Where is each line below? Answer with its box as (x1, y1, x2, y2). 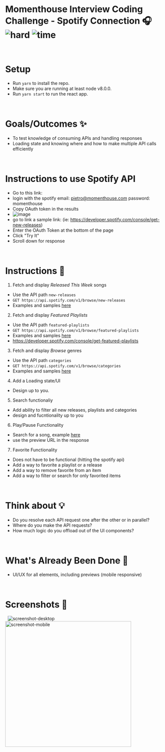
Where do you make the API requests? (12, 522, 92, 528)
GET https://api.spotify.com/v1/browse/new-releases (12, 298, 126, 303)
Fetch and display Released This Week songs (12, 281, 107, 288)
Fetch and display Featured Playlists (12, 312, 88, 318)
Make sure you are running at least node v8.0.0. (12, 85, 112, 91)
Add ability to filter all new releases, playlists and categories (12, 407, 137, 413)
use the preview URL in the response (12, 437, 89, 443)
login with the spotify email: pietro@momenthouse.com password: (12, 195, 150, 201)
